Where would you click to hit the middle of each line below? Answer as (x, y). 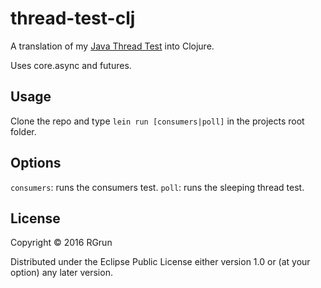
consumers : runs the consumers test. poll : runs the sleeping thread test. (157, 187)
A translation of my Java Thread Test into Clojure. (112, 46)
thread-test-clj (73, 18)
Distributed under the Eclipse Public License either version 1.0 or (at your (160, 262)
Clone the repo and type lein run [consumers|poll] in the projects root (157, 121)
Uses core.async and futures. (71, 65)
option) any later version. (61, 273)
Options (36, 163)
